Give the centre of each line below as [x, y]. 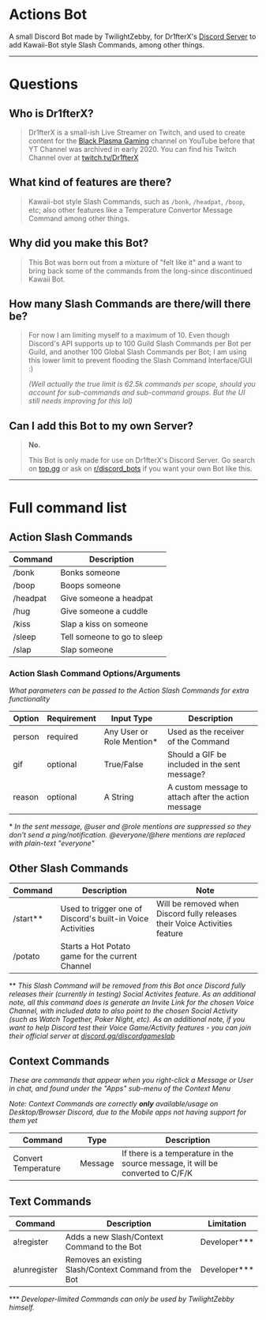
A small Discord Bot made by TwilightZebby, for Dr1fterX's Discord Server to [133, 36]
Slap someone [87, 650]
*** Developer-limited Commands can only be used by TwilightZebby [122, 1299]
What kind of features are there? [90, 182]
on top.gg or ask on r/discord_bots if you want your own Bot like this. [140, 469]
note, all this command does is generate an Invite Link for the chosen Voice [132, 1003]
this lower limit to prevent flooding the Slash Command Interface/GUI [140, 361]
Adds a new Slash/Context [114, 1237]
